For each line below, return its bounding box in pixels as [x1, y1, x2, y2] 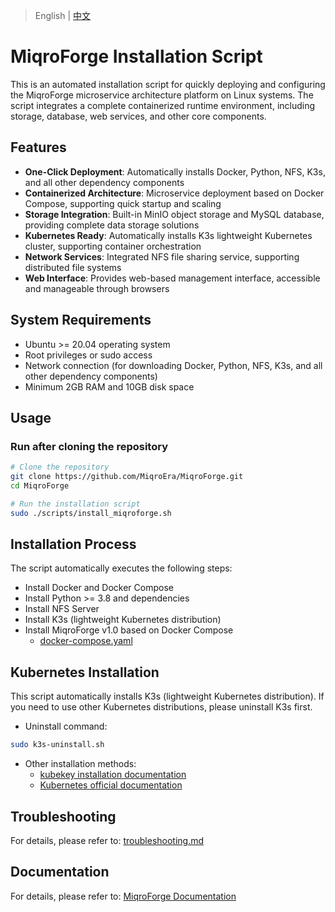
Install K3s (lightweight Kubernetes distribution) [24, 614, 222, 626]
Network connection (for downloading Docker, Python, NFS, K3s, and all [24, 359, 323, 371]
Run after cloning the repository [10, 439, 168, 453]
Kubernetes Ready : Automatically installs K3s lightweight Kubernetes [24, 229, 313, 241]
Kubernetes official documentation [39, 779, 183, 791]
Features [10, 139, 67, 156]
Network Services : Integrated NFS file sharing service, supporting [24, 250, 300, 263]
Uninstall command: [24, 720, 108, 733]
